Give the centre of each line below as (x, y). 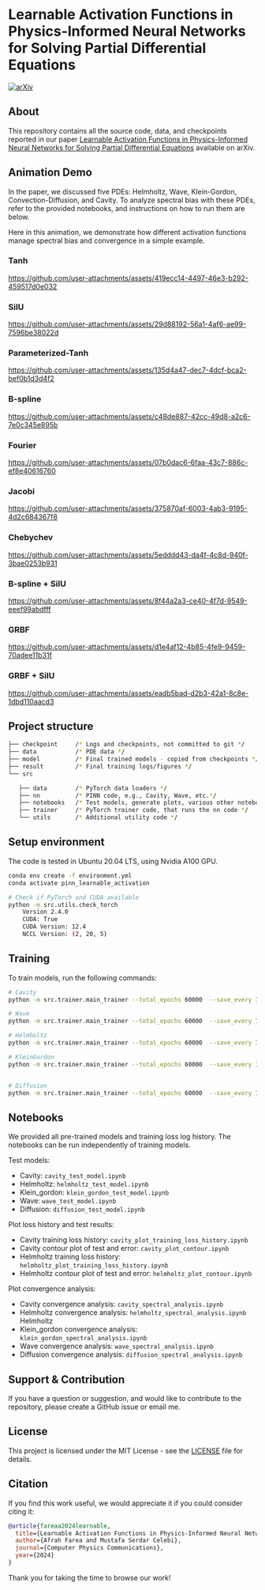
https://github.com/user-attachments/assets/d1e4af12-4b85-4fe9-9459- (127, 647)
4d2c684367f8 (33, 517)
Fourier (22, 445)
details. (20, 1459)
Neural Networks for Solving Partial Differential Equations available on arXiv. (132, 147)
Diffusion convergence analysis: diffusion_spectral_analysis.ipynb (131, 1354)
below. (19, 217)
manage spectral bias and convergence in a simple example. (106, 240)
